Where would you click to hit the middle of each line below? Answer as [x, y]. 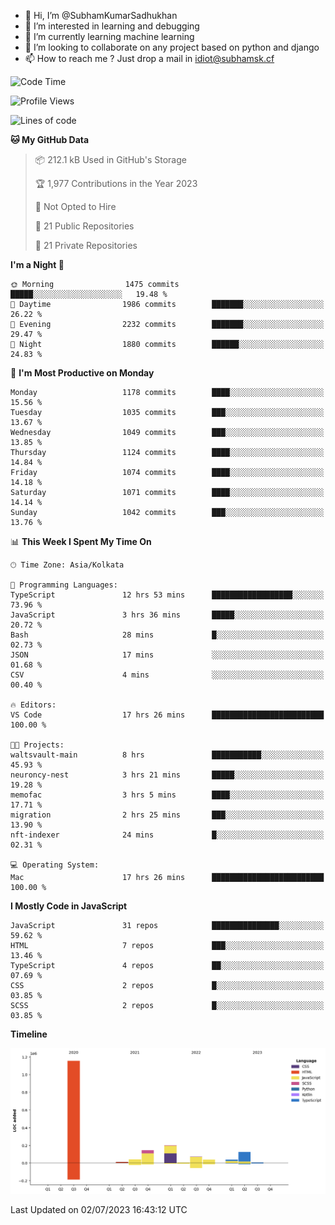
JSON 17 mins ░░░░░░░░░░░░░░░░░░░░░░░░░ [167, 655]
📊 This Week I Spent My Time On [81, 541]
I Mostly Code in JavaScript [69, 906]
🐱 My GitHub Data [50, 139]
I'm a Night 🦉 [37, 264]
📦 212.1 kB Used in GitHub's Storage [110, 159]
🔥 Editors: [33, 705]
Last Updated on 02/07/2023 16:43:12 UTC [99, 1209]
